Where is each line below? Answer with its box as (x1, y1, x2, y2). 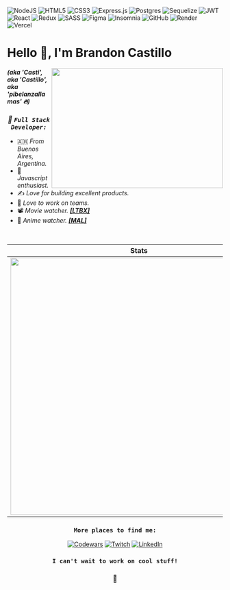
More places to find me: (73, 526, 157, 534)
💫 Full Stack (8, 114, 50, 124)
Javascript (16, 174, 48, 182)
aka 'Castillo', (7, 75, 48, 84)
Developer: (10, 123, 47, 131)
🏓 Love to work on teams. (16, 199, 90, 207)
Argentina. (16, 160, 47, 168)
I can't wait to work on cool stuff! (52, 557, 178, 565)
